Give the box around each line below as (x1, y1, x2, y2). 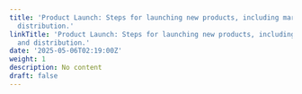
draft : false (9, 72, 58, 81)
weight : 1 (9, 55, 47, 64)
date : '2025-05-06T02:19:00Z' (9, 47, 123, 56)
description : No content (9, 64, 102, 73)
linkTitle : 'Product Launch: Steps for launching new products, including (9, 30, 296, 38)
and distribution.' (17, 38, 91, 47)
